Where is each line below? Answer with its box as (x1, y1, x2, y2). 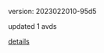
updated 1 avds (8, 22, 57, 30)
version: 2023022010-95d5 (8, 7, 97, 16)
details (8, 37, 30, 46)
